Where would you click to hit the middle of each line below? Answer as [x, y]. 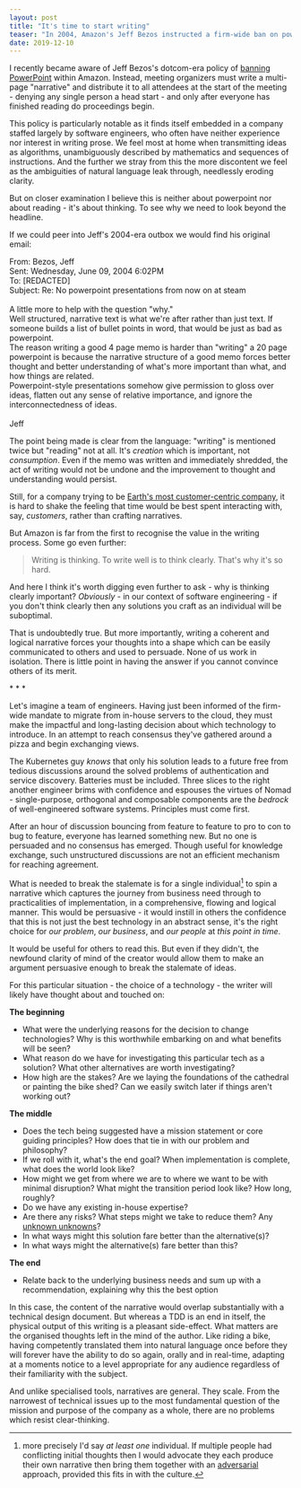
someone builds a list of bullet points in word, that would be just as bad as [146, 328]
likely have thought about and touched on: [87, 994]
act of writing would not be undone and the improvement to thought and [142, 470]
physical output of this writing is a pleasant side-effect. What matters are [144, 1326]
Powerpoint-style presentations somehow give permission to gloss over [142, 386]
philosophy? [45, 1150]
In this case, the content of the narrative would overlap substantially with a [147, 1307]
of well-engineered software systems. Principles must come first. [130, 810]
